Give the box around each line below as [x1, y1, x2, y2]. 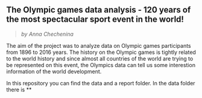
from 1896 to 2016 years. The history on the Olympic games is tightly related [6, 48, 196, 56]
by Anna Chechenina [21, 30, 74, 38]
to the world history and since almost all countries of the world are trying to [6, 54, 194, 62]
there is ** [6, 86, 32, 93]
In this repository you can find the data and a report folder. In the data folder [6, 79, 195, 87]
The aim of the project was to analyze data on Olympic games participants [6, 42, 191, 49]
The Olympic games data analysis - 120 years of [6, 5, 191, 15]
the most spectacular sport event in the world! [6, 15, 184, 25]
